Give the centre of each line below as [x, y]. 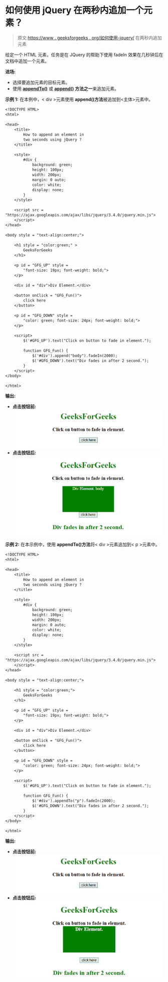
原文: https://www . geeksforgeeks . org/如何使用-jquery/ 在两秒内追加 [90, 38]
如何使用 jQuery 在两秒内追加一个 [74, 10]
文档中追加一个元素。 [27, 61]
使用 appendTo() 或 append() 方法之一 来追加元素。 [66, 88]
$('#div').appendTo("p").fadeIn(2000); [73, 801]
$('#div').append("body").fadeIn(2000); [75, 356]
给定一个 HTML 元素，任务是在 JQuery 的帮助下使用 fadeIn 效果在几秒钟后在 [84, 55]
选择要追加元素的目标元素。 [41, 82]
